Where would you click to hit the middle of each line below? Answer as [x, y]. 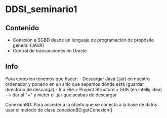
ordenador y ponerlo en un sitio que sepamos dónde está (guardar [75, 84]
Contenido [22, 28]
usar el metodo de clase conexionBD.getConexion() [59, 110]
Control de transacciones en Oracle [50, 51]
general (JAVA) [28, 45]
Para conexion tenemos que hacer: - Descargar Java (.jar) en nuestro [78, 79]
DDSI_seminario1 [41, 9]
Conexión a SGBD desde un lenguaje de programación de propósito [83, 40]
